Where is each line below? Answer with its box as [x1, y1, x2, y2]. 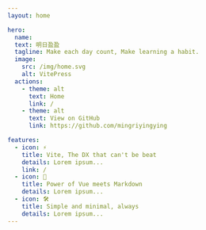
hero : [7, 25, 25, 34]
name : [14, 33, 33, 41]
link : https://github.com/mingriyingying [28, 122, 168, 130]
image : [14, 56, 36, 63]
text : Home [28, 92, 65, 100]
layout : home [7, 11, 51, 20]
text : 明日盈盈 [14, 40, 60, 48]
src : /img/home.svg [21, 63, 86, 71]
